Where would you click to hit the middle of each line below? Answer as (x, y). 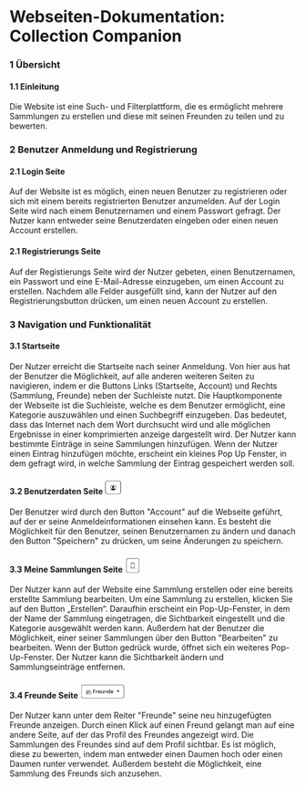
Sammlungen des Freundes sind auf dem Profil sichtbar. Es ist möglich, (142, 744)
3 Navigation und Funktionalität (81, 324)
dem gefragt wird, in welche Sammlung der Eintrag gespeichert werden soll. (152, 463)
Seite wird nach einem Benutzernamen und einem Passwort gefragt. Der (145, 211)
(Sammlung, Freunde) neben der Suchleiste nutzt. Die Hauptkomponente (146, 395)
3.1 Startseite (35, 346)
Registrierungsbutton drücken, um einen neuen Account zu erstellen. (139, 301)
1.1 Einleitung (35, 86)
